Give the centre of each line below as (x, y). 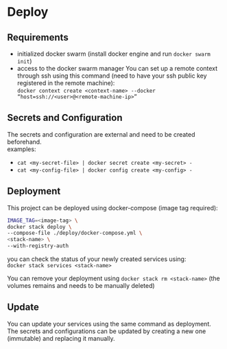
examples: (22, 149)
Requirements (38, 37)
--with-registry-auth (38, 246)
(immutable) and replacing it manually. (61, 338)
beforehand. (25, 142)
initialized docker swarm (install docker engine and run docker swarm (113, 54)
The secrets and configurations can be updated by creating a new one (107, 331)
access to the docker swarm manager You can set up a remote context (117, 68)
